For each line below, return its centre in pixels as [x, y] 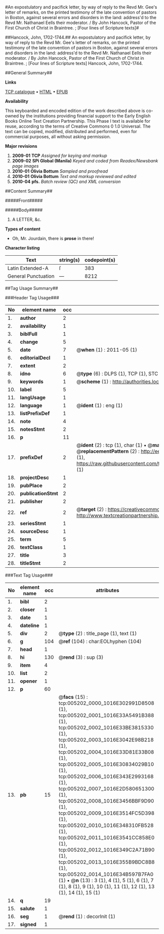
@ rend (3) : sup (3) [81, 657]
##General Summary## [29, 73]
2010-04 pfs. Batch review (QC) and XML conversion [66, 181]
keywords [32, 382]
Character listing [22, 248]
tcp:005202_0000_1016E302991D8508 [106, 703]
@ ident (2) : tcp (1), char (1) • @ [114, 445]
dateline [30, 625]
